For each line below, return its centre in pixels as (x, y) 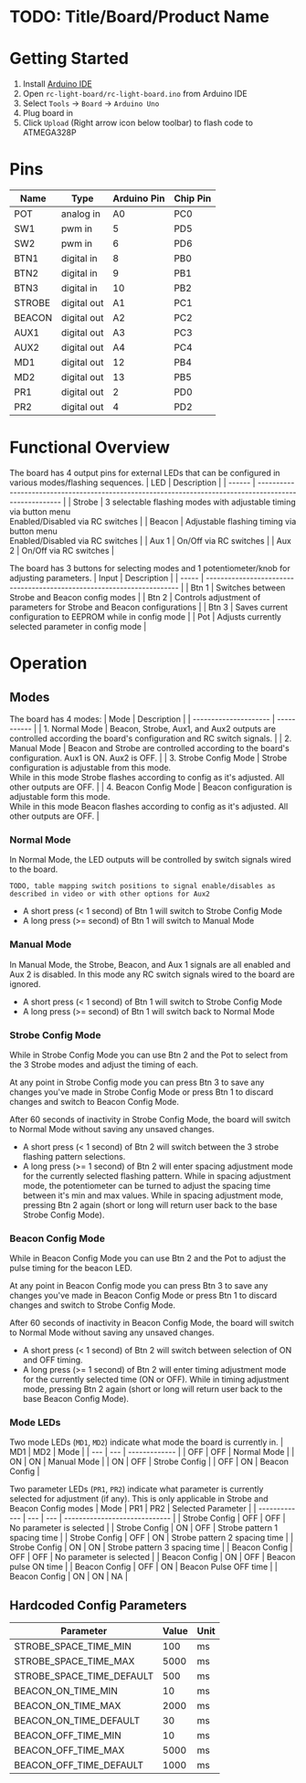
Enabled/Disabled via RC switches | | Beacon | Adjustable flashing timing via (153, 521)
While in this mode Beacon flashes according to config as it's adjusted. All (149, 807)
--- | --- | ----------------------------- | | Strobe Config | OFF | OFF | (156, 1518)
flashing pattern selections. (74, 1156)
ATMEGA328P (49, 133)
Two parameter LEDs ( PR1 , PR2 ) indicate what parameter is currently (137, 1489)
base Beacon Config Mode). (76, 1399)
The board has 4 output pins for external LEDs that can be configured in (145, 473)
